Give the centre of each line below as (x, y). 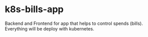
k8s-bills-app (34, 9)
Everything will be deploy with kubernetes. (50, 28)
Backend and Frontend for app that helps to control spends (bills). (74, 23)
